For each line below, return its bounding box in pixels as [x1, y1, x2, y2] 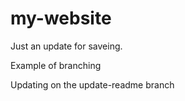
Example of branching [10, 59, 102, 71]
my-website [10, 7, 112, 30]
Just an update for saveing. [10, 40, 123, 52]
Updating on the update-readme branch [10, 78, 175, 91]
